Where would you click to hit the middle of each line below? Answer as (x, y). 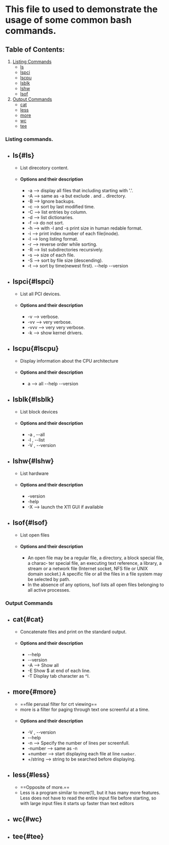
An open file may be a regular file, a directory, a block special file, (96, 558)
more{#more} (35, 692)
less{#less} (31, 775)
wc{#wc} (27, 819)
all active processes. (49, 590)
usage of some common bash (69, 20)
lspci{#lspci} (33, 282)
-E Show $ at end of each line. (59, 671)
